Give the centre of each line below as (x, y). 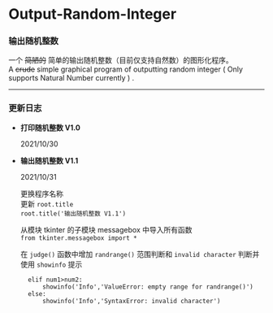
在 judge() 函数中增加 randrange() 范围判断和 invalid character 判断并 (140, 254)
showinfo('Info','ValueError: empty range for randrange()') (147, 287)
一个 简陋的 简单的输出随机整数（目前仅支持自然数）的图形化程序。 (121, 60)
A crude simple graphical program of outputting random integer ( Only (126, 69)
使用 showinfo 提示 (51, 264)
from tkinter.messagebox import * (78, 238)
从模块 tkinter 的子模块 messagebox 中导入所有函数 (106, 229)
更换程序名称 (41, 193)
